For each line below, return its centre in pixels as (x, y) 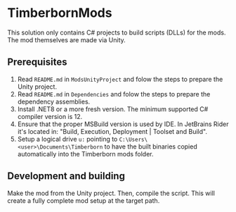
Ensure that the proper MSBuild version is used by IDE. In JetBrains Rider (123, 124)
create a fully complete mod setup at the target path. (84, 200)
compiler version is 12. (50, 116)
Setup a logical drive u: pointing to (67, 139)
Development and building (66, 176)
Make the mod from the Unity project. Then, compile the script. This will (111, 193)
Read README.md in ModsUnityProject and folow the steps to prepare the (120, 79)
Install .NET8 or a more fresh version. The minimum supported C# (113, 109)
